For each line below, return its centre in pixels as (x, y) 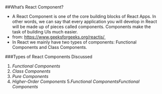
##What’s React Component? (34, 7)
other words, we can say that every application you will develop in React (84, 22)
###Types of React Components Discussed (49, 57)
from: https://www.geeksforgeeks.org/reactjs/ (58, 37)
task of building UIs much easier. (45, 32)
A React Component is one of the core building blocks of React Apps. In (84, 16)
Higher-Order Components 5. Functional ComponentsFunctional (76, 81)
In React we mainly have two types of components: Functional (74, 42)
